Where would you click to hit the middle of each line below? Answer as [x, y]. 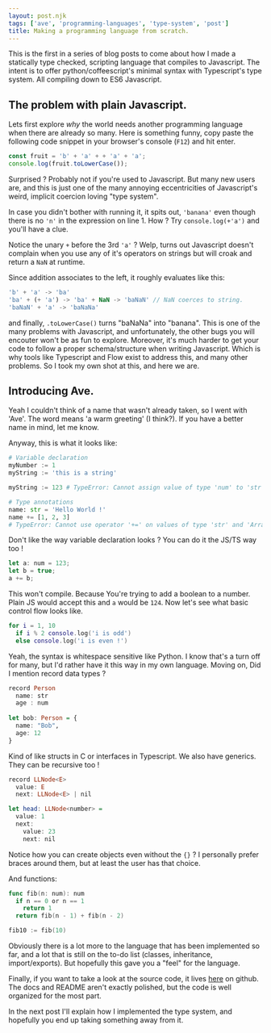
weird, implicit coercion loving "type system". [83, 196]
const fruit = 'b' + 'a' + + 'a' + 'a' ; [77, 157]
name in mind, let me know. [54, 428]
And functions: [33, 878]
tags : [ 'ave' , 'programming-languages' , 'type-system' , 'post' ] [119, 23]
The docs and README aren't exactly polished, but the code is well [120, 987]
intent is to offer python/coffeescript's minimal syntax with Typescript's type [135, 71]
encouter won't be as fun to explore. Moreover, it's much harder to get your [134, 340]
